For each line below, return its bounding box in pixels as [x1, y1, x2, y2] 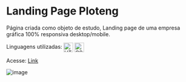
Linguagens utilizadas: [6, 43, 62, 51]
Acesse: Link [6, 57, 38, 64]
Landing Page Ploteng [6, 4, 119, 18]
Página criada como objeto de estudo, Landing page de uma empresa [6, 24, 181, 31]
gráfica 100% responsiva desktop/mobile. [6, 30, 110, 37]
